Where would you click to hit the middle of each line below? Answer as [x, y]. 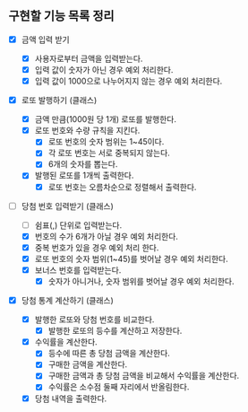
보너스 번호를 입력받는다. [78, 270]
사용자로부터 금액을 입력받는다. [89, 58]
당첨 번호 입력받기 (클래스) [67, 206]
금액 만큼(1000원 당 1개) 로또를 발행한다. [105, 119]
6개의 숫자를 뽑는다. [83, 164]
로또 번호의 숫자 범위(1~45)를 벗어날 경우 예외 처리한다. [132, 259]
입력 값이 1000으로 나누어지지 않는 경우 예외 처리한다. [128, 81]
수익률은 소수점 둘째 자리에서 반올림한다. [119, 387]
